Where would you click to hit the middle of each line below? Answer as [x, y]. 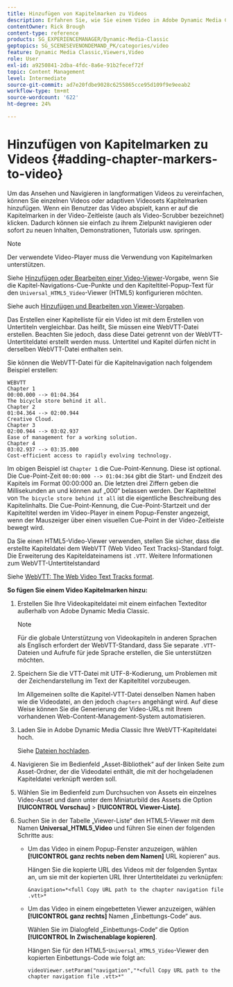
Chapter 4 [21, 443]
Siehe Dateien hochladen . [54, 750]
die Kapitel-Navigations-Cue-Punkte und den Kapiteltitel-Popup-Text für [110, 285]
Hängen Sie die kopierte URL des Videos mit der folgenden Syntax [122, 870]
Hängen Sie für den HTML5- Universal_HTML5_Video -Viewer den [118, 950]
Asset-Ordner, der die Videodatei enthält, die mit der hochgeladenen [115, 771]
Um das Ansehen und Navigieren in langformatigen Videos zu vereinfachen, [115, 193]
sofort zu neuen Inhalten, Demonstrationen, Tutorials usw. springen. [104, 230]
